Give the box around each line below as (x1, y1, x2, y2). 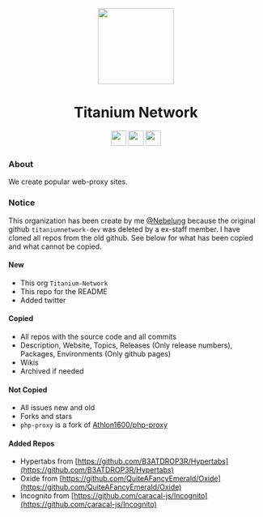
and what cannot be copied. (8, 241, 103, 251)
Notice (8, 197, 36, 208)
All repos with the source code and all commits (19, 331, 176, 341)
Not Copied (8, 385, 48, 395)
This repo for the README (19, 286, 108, 296)
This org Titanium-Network (19, 278, 108, 288)
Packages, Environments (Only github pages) (19, 348, 172, 358)
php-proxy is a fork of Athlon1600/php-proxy (19, 420, 168, 429)
